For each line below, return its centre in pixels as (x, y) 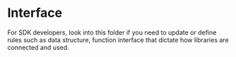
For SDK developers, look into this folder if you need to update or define (112, 32)
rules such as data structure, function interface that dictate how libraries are (118, 39)
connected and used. (38, 47)
